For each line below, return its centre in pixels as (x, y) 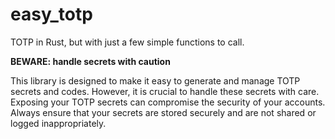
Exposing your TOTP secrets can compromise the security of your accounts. (168, 102)
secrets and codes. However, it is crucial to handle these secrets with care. (165, 91)
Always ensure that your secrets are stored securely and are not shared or (163, 112)
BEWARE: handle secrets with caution (90, 61)
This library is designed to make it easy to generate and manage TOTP (155, 80)
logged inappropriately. (58, 123)
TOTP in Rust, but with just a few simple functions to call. (127, 42)
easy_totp (51, 14)
